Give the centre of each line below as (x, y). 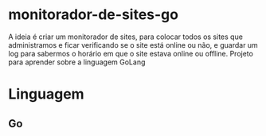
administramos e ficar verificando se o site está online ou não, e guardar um (133, 45)
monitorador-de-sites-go (94, 15)
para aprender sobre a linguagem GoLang (77, 62)
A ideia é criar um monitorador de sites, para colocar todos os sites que (125, 37)
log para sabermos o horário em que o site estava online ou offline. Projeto (131, 53)
